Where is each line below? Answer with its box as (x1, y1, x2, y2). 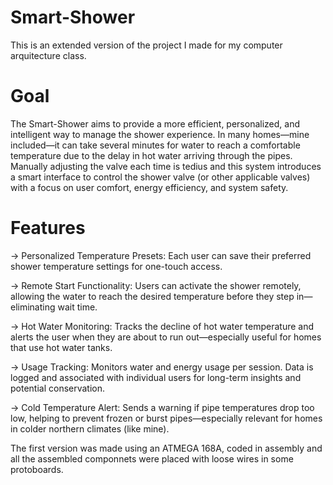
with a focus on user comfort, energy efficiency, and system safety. (10, 181, 289, 193)
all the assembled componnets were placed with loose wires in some (10, 452, 294, 465)
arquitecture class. (10, 49, 87, 61)
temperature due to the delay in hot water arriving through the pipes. (10, 149, 293, 161)
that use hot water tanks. (10, 341, 113, 353)
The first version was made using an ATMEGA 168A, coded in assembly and (10, 442, 323, 454)
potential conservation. (10, 382, 106, 394)
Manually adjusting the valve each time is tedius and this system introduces (10, 160, 322, 172)
